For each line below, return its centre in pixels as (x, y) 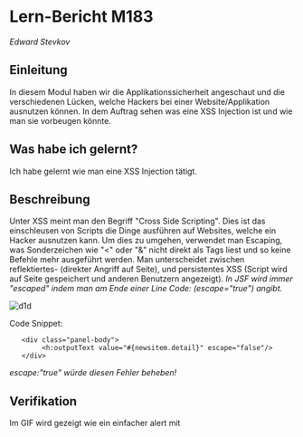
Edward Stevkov (40, 42)
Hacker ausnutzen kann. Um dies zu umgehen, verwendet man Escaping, (146, 241)
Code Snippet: (36, 324)
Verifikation (43, 401)
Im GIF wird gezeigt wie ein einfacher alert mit (95, 423)
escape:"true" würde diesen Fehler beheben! (93, 373)
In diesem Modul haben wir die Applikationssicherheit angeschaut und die (147, 91)
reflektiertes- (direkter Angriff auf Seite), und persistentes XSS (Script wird (148, 270)
